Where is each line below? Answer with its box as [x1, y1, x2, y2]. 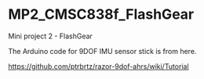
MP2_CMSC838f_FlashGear [8, 5, 195, 23]
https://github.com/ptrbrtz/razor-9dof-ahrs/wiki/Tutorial [8, 61, 190, 71]
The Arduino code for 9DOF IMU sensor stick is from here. [8, 46, 197, 56]
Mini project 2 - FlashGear [8, 31, 93, 41]
